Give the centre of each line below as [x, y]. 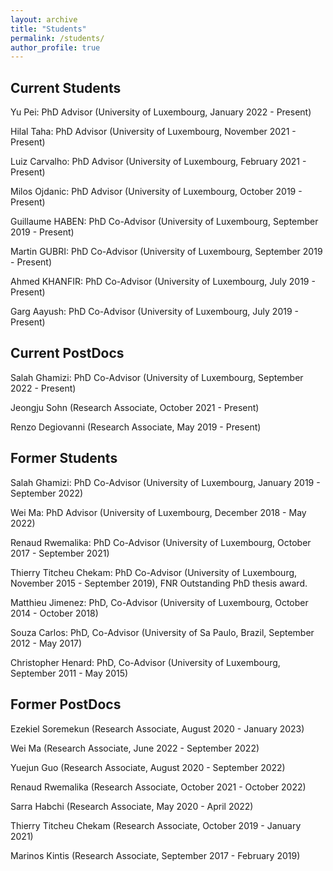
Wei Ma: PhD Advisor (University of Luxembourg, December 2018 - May [158, 512]
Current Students [66, 87]
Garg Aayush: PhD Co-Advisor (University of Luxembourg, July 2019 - [154, 312]
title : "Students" [48, 29]
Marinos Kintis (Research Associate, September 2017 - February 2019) [155, 855]
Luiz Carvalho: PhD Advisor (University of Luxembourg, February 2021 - [158, 162]
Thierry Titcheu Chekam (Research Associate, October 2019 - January [156, 825]
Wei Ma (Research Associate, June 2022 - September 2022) [135, 748]
